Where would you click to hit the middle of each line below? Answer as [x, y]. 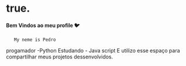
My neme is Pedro [35, 40]
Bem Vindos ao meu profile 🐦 [43, 25]
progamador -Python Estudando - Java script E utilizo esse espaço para [93, 51]
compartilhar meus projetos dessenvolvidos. [60, 57]
